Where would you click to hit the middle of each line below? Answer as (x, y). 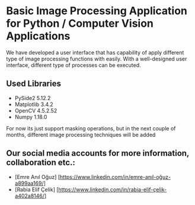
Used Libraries (33, 84)
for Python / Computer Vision (80, 23)
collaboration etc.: (41, 163)
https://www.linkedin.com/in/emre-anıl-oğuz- (115, 177)
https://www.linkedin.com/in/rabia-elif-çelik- (113, 189)
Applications (38, 36)
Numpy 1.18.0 (31, 117)
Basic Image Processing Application (97, 11)
